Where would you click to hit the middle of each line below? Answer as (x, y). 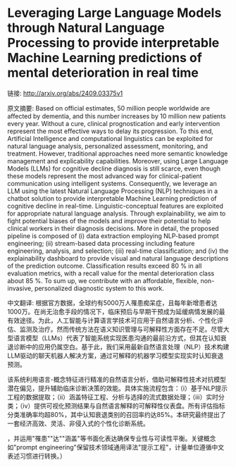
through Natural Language (86, 28)
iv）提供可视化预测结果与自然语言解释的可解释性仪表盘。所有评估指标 (124, 406)
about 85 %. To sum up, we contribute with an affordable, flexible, (103, 280)
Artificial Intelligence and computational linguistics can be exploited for (110, 138)
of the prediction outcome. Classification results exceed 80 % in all (105, 266)
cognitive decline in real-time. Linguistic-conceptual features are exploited (115, 206)
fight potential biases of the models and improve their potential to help (109, 220)
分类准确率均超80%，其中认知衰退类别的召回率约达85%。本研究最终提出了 (117, 414)
